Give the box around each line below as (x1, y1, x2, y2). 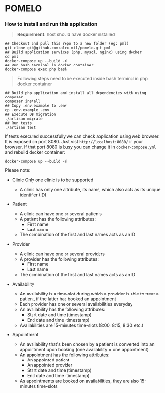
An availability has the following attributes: (19, 306, 106, 313)
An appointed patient (27, 357, 70, 363)
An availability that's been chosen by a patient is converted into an (19, 341, 155, 347)
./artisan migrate (5, 116, 43, 121)
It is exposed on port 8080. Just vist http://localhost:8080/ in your (5, 139, 143, 145)
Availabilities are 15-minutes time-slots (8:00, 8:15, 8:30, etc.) (19, 322, 144, 328)
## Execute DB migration (5, 112, 56, 117)
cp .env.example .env (5, 108, 50, 113)
